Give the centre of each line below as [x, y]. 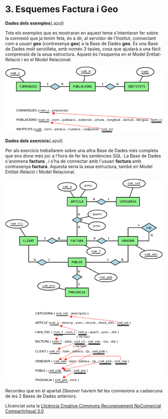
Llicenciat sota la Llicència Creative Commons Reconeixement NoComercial [83, 405]
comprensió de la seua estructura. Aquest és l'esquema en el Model [75, 54]
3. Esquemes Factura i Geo [62, 9]
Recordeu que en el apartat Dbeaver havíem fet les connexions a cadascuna [84, 390]
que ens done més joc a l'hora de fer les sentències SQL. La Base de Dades [83, 156]
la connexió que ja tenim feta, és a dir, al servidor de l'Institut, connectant [81, 38]
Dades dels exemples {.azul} [34, 23]
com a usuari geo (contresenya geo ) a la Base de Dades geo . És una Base [82, 43]
